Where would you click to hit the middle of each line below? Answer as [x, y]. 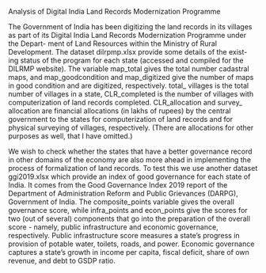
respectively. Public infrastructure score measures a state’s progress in [124, 235]
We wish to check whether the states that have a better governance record [130, 151]
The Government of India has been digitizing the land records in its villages [130, 27]
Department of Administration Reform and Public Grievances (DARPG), [123, 193]
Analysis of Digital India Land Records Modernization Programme [114, 11]
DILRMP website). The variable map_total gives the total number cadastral [129, 69]
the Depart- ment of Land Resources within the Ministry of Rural [113, 44]
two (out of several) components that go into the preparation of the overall [129, 218]
